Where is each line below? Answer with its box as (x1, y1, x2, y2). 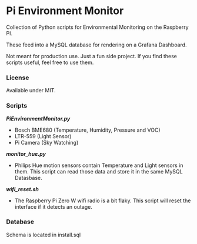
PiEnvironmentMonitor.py (6, 115, 71, 122)
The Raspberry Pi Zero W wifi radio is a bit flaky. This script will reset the (14, 197, 191, 204)
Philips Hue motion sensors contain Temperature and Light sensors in (14, 162, 183, 169)
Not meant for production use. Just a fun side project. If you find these (6, 52, 178, 59)
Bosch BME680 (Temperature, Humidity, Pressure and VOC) (14, 126, 161, 133)
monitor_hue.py (6, 150, 46, 157)
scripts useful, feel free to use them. (6, 59, 94, 66)
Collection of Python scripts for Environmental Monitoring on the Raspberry (6, 24, 189, 31)
